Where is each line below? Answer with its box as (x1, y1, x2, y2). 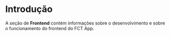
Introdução (5, 3, 53, 15)
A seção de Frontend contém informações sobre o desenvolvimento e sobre (5, 20, 165, 26)
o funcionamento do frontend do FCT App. (5, 25, 94, 31)
